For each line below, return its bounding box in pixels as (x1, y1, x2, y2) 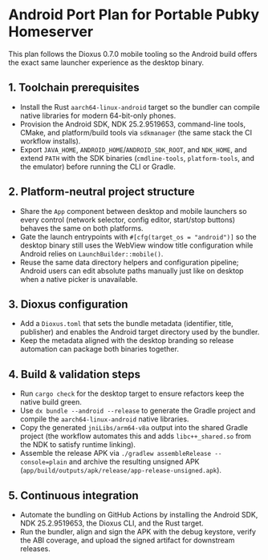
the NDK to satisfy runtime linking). (19, 440, 136, 449)
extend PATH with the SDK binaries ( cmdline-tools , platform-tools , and (19, 153, 255, 163)
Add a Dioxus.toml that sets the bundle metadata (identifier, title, (19, 319, 234, 328)
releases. (19, 544, 51, 554)
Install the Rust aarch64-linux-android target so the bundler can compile (19, 102, 261, 111)
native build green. (19, 397, 82, 407)
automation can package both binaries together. (19, 344, 179, 354)
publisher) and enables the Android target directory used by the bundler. (19, 327, 260, 337)
